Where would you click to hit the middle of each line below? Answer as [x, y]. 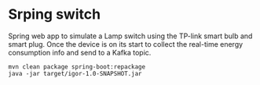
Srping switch [54, 14]
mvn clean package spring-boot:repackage [77, 67]
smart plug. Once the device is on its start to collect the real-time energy [126, 44]
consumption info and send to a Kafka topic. [80, 52]
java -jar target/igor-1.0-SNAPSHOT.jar [75, 73]
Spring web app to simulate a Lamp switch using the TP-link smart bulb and [130, 36]
